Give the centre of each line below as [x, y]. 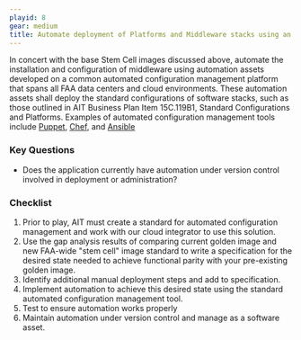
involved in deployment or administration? [100, 179]
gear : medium [34, 26]
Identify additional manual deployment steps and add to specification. [151, 279]
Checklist [31, 202]
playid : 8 [28, 18]
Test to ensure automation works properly [100, 308]
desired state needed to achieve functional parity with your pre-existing [155, 260]
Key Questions [42, 150]
